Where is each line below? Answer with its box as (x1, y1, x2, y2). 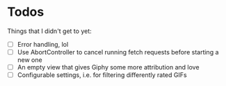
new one (17, 56, 43, 64)
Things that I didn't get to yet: (7, 27, 92, 35)
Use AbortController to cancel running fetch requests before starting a (17, 48, 219, 56)
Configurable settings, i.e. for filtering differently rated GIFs (17, 71, 187, 79)
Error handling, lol (17, 40, 69, 48)
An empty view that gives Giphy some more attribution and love (17, 63, 200, 72)
